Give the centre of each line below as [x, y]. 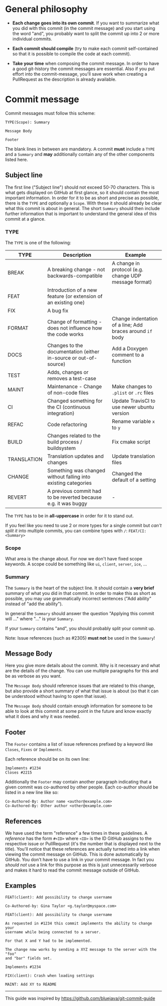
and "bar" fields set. [29, 958]
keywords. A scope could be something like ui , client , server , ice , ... [76, 564]
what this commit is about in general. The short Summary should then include [83, 208]
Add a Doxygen [130, 348]
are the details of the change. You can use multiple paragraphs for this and [82, 671]
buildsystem [61, 448]
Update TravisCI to [133, 401]
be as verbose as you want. [34, 676]
